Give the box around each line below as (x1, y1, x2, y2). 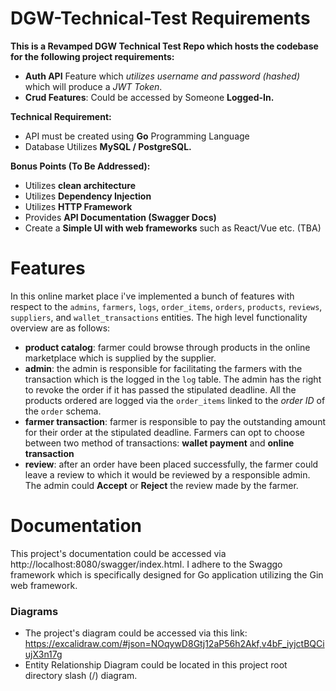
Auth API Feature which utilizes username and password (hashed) (24, 70, 300, 82)
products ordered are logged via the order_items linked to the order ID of (24, 394, 326, 406)
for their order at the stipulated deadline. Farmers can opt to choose (24, 426, 305, 438)
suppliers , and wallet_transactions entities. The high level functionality (10, 311, 308, 323)
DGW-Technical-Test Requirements (10, 7, 311, 30)
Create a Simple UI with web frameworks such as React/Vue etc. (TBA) (24, 222, 322, 234)
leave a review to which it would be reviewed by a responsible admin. (24, 468, 311, 481)
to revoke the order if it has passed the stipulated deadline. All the (24, 383, 297, 396)
